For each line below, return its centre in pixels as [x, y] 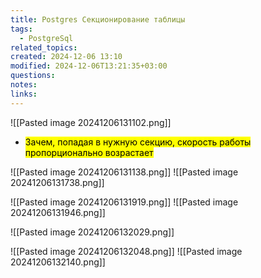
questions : [33, 76]
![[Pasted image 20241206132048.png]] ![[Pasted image [126, 251]
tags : [21, 29]
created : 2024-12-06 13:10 [66, 57]
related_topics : [44, 47]
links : [24, 94]
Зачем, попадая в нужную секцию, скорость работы [138, 142]
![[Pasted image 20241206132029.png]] [92, 232]
